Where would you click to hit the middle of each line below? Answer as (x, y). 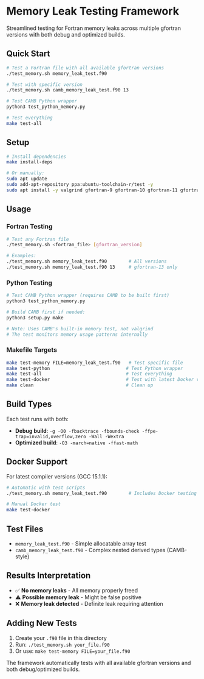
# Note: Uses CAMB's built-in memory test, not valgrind (80, 329)
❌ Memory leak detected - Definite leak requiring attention (89, 603)
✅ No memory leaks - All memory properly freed (76, 590)
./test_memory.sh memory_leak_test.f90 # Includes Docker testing (102, 493)
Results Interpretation (49, 576)
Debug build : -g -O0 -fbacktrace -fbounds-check (77, 430)
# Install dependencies (36, 157)
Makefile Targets (32, 350)
